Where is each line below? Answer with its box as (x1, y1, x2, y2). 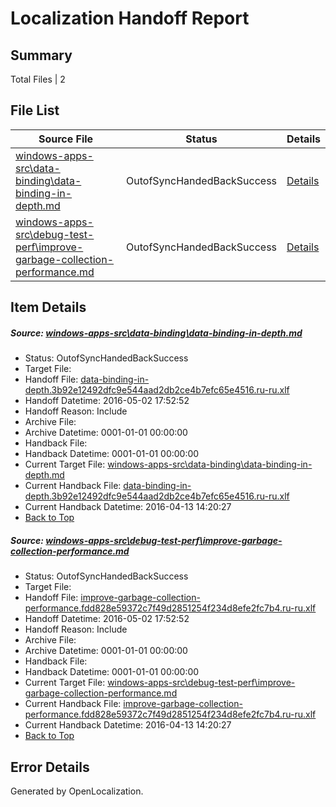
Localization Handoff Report (10, 7, 250, 30)
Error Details (10, 758, 90, 776)
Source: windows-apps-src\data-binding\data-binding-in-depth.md (10, 327, 303, 339)
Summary (10, 47, 73, 64)
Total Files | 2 (10, 73, 66, 85)
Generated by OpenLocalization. (10, 785, 144, 797)
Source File (38, 132, 94, 146)
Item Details (10, 299, 87, 316)
